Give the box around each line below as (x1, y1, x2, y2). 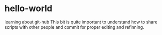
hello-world (4, 3, 53, 14)
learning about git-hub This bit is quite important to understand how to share (4, 19, 158, 25)
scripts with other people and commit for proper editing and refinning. (4, 24, 144, 30)
